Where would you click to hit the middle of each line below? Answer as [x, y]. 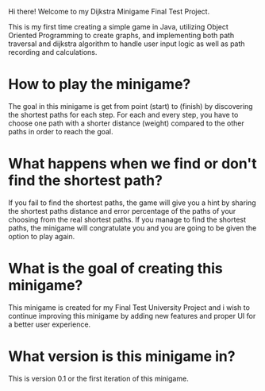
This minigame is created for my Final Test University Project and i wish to [129, 307]
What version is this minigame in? [122, 356]
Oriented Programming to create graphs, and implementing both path [121, 35]
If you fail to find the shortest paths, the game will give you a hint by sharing [132, 203]
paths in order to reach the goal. [61, 131]
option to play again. [42, 236]
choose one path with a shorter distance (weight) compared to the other [126, 123]
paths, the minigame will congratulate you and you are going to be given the [132, 228]
